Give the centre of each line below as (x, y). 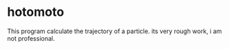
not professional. (31, 38)
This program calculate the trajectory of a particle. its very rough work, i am (114, 31)
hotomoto (36, 12)
